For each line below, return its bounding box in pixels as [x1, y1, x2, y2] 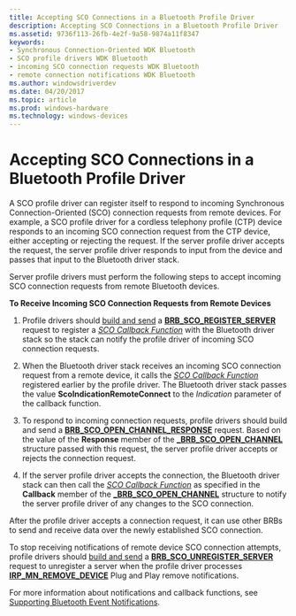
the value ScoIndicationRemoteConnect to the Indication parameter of [21, 389, 282, 399]
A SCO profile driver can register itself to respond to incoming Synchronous [9, 198, 285, 209]
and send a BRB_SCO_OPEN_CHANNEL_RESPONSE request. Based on [21, 425, 281, 435]
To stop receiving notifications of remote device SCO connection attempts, [9, 542, 281, 553]
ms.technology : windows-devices [9, 112, 128, 120]
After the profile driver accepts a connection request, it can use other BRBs [9, 515, 283, 527]
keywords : [9, 37, 46, 47]
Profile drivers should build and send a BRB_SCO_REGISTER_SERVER [21, 315, 277, 326]
